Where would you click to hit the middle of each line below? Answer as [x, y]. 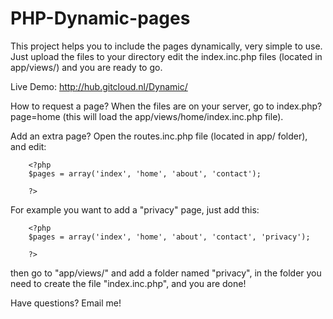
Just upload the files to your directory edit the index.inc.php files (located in [166, 56]
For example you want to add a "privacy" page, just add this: [135, 209]
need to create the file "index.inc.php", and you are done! [128, 283]
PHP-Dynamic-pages [100, 18]
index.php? [299, 106]
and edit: [28, 146]
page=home [35, 116]
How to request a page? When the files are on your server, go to [142, 106]
